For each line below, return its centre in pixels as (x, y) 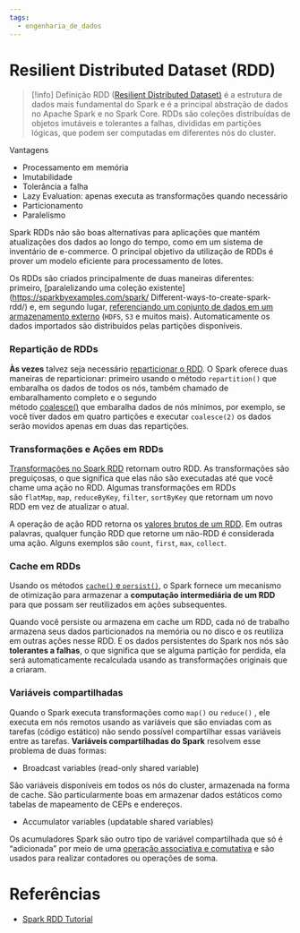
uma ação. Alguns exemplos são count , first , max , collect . (118, 544)
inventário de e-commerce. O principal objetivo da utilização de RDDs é (141, 252)
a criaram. (28, 670)
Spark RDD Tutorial (57, 919)
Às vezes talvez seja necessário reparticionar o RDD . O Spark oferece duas (149, 369)
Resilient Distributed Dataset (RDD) (142, 70)
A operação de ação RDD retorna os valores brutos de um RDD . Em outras (146, 524)
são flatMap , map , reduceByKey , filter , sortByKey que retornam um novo (141, 497)
